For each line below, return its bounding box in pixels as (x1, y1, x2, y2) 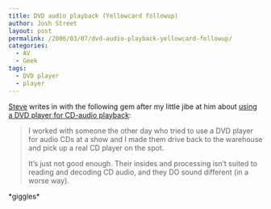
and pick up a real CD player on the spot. (27, 143, 165, 153)
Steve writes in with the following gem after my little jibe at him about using (8, 102, 258, 111)
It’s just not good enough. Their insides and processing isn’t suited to (27, 158, 258, 168)
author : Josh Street (8, 19, 78, 27)
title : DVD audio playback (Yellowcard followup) (8, 11, 179, 20)
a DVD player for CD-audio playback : (8, 110, 131, 119)
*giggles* (8, 191, 40, 201)
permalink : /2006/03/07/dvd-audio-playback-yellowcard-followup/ (8, 34, 232, 43)
